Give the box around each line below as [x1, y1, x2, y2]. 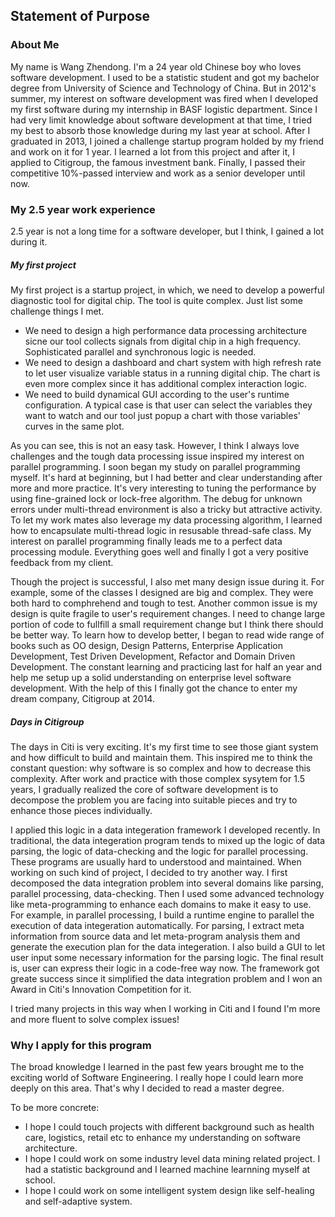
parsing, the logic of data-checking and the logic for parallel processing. [10, 845, 309, 857]
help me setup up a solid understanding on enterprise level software [10, 671, 292, 683]
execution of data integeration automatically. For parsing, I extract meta [10, 919, 305, 931]
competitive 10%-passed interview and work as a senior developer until [10, 167, 306, 179]
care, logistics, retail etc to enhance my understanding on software [24, 1132, 301, 1144]
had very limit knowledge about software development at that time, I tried [10, 114, 312, 126]
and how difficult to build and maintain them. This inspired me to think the [10, 751, 313, 763]
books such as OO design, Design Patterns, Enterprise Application [10, 639, 283, 651]
